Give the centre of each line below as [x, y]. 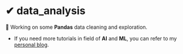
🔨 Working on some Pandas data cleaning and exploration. [77, 27]
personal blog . [31, 45]
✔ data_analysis [45, 11]
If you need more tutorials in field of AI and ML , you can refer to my [95, 38]
